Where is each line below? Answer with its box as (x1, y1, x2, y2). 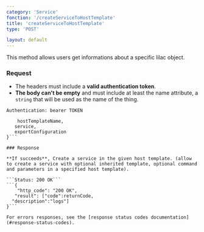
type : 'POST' (6, 26, 40, 32)
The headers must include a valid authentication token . (15, 83, 157, 90)
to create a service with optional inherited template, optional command (6, 161, 198, 167)
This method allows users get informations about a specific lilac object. (6, 54, 185, 61)
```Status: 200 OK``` (6, 177, 62, 183)
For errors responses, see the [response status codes (6, 214, 149, 220)
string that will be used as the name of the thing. (15, 96, 139, 103)
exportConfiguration (14, 129, 67, 135)
